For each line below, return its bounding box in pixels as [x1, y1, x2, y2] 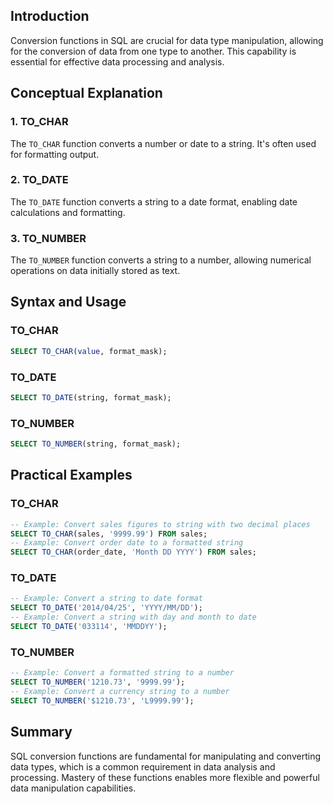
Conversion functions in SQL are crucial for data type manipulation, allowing [10, 34, 324, 46]
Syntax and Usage [10, 294, 127, 311]
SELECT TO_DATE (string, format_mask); [10, 392, 172, 403]
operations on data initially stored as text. [10, 265, 181, 277]
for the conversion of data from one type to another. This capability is [10, 45, 297, 57]
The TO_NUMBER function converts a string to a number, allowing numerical [10, 254, 312, 266]
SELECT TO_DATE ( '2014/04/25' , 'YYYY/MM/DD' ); [10, 603, 203, 613]
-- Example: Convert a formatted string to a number [10, 668, 235, 678]
